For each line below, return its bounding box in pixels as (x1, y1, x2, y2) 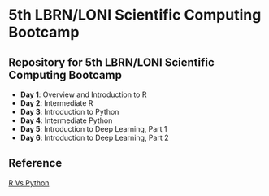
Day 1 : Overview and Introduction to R (20, 89, 147, 99)
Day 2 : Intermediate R (20, 98, 93, 107)
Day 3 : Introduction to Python (20, 107, 119, 116)
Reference (8, 156, 63, 170)
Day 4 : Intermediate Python (20, 115, 113, 125)
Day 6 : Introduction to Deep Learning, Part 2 (20, 133, 169, 142)
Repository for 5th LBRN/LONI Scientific (8, 55, 215, 69)
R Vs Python (8, 177, 50, 188)
